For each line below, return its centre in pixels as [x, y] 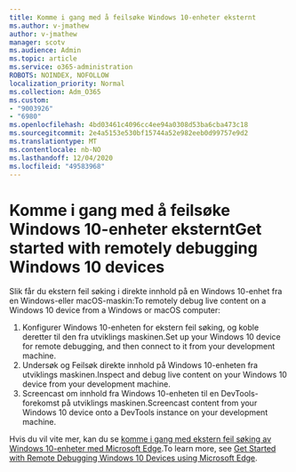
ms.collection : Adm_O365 [55, 92]
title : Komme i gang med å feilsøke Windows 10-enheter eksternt [132, 17]
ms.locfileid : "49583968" [57, 166]
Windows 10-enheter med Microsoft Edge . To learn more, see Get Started [143, 449]
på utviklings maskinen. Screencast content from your [160, 403]
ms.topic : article [43, 59]
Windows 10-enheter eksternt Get [136, 229]
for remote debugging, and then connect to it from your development [148, 347]
